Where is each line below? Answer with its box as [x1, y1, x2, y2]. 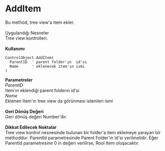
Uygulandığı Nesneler [5, 30, 49, 36]
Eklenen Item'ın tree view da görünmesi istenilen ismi [5, 98, 113, 104]
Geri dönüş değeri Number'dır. [5, 113, 67, 119]
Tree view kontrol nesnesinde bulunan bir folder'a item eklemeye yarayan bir [5, 129, 161, 135]
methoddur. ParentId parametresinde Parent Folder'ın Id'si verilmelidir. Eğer [5, 135, 159, 141]
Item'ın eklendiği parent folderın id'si [5, 87, 80, 93]
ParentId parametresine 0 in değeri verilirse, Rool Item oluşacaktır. [5, 140, 139, 146]
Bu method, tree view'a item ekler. [5, 19, 75, 25]
